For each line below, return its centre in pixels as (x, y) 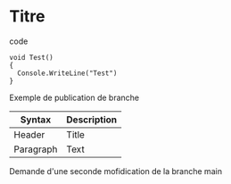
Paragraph (36, 149)
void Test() (31, 57)
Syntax (36, 120)
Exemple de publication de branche (74, 97)
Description (92, 120)
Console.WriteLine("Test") (67, 73)
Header (29, 134)
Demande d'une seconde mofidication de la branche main (116, 171)
